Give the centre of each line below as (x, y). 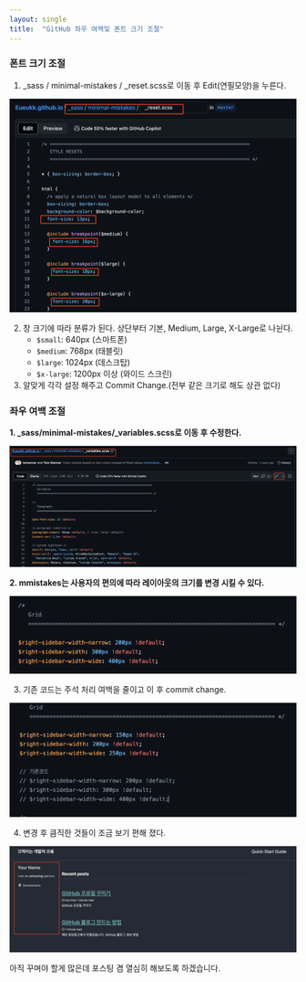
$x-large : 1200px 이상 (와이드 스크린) (104, 374)
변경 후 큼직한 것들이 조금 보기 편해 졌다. (94, 832)
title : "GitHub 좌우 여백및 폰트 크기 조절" (87, 29)
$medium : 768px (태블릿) (80, 351)
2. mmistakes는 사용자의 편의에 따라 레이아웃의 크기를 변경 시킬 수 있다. (137, 583)
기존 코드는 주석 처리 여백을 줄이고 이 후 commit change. (124, 689)
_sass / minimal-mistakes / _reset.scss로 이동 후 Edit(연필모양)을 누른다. (154, 85)
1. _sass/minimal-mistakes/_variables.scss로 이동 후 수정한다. (126, 433)
